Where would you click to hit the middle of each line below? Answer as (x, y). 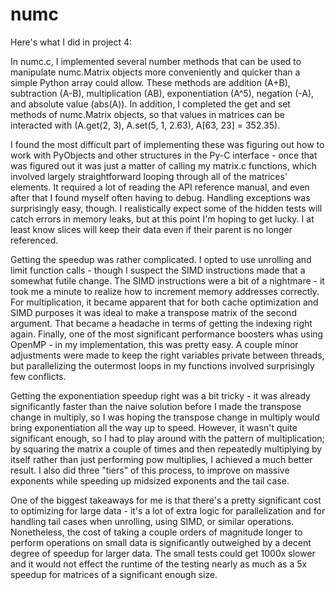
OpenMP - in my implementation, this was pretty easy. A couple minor (154, 344)
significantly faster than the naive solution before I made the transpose (156, 406)
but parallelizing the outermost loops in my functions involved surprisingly (162, 365)
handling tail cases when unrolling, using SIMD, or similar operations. (152, 521)
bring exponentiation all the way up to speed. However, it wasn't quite (154, 427)
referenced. (34, 240)
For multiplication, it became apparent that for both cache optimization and (164, 302)
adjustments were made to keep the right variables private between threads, (167, 355)
